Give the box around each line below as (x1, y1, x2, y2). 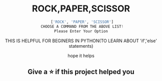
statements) (68, 43, 93, 49)
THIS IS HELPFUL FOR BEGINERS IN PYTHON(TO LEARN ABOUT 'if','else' (5, 38, 157, 44)
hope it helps (67, 53, 94, 59)
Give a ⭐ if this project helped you (27, 68, 134, 76)
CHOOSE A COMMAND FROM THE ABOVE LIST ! (40, 24, 124, 29)
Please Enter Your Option (54, 28, 108, 34)
